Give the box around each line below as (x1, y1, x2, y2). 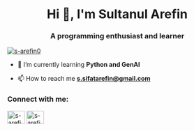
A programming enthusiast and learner (50, 31, 185, 41)
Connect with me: (7, 94, 69, 104)
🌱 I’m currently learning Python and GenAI (17, 61, 140, 69)
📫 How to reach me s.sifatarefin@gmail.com (17, 75, 151, 83)
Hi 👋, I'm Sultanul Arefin (46, 6, 188, 22)
